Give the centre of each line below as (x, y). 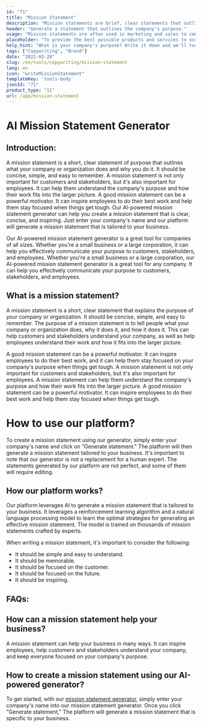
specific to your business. (38, 718)
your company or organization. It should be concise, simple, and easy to (96, 317)
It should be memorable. (45, 561)
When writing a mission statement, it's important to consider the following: (98, 543)
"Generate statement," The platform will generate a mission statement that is (101, 712)
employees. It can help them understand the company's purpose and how (98, 188)
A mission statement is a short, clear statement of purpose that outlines (95, 162)
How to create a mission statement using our (92, 675)
